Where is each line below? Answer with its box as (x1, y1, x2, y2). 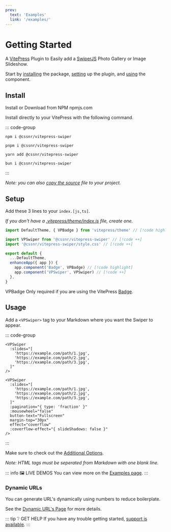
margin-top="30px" (10, 417, 49, 423)
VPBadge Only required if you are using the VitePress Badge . (5, 288, 133, 294)
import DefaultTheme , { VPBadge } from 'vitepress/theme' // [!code (5, 228, 154, 233)
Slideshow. (5, 61, 28, 67)
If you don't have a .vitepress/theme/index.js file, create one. (5, 217, 133, 224)
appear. (5, 322, 21, 328)
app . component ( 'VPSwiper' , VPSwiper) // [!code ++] (14, 270, 126, 275)
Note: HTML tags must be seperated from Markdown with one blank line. (5, 459, 159, 466)
